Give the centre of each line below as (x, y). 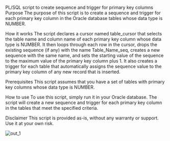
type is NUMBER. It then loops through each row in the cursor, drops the (81, 45)
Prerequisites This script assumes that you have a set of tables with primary (85, 82)
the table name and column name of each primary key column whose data (83, 39)
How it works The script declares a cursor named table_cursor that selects (84, 34)
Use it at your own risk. (30, 123)
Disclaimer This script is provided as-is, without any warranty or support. (82, 118)
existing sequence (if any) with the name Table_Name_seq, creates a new (83, 50)
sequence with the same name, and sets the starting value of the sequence (84, 55)
